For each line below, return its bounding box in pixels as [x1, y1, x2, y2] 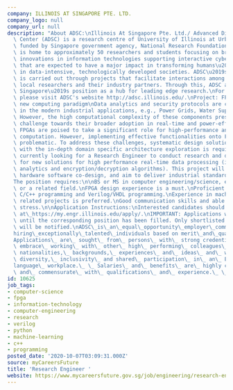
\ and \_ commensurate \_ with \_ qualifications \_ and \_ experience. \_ [13, 268, 218, 275]
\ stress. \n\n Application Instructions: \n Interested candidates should [13, 204, 225, 211]
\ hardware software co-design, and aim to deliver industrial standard [13, 172, 228, 179]
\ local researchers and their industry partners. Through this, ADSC [13, 81, 222, 88]
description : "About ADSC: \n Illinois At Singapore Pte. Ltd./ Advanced [7, 29, 218, 37]
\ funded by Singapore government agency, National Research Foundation [13, 42, 228, 49]
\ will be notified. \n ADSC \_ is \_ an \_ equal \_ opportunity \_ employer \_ [13, 223, 216, 230]
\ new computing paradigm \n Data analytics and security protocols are [13, 101, 222, 108]
